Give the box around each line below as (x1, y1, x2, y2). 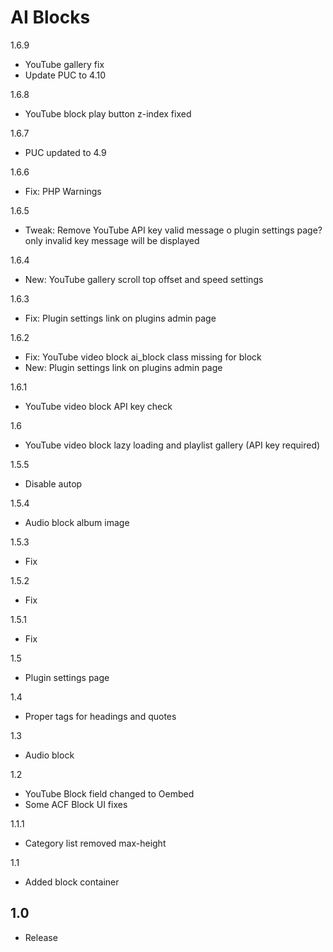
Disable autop (24, 477, 83, 490)
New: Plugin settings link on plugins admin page (24, 361, 223, 373)
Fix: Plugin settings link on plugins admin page (24, 312, 217, 324)
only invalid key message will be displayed (24, 234, 200, 246)
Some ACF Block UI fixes (24, 798, 128, 810)
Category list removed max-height (24, 837, 167, 849)
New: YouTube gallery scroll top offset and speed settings (24, 273, 264, 285)
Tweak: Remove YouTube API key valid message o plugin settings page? (24, 224, 323, 236)
